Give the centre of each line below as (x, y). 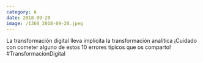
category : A (21, 12)
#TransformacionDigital (36, 54)
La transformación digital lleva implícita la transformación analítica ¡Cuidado (102, 41)
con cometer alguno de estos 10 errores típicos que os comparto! (89, 47)
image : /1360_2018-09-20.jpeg (45, 23)
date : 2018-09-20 (28, 18)
